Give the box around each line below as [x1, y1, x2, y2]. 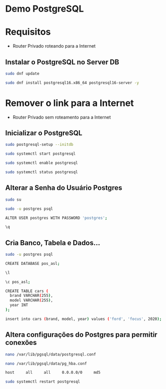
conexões [5, 338, 37, 347]
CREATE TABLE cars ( [5, 288, 49, 294]
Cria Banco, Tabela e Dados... [5, 239, 100, 247]
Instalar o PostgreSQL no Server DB [5, 58, 119, 66]
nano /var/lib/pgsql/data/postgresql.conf [5, 352, 96, 357]
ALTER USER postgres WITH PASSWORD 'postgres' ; [5, 215, 108, 220]
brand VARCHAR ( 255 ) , [10, 293, 53, 298]
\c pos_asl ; [5, 279, 30, 284]
